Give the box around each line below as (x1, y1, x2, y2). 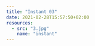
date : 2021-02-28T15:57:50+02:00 (6, 14, 90, 20)
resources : (6, 20, 33, 26)
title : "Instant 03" (6, 8, 58, 15)
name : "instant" (17, 31, 58, 37)
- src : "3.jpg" (11, 25, 50, 32)
